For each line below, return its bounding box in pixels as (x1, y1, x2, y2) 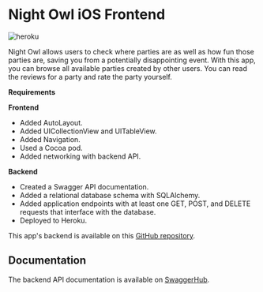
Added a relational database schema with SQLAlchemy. (19, 190, 201, 200)
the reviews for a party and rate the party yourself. (8, 72, 172, 81)
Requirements (8, 87, 56, 96)
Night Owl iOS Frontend (8, 6, 166, 24)
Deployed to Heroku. (19, 215, 88, 225)
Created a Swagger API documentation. (19, 182, 149, 191)
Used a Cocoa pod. (19, 143, 83, 152)
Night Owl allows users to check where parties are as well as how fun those (8, 47, 254, 56)
